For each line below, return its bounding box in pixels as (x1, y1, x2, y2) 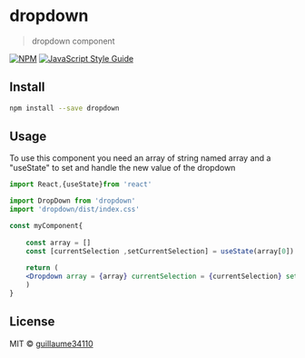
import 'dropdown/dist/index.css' (9, 205, 141, 214)
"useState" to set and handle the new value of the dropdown (9, 163, 236, 174)
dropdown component (31, 35, 115, 46)
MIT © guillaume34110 (9, 338, 93, 349)
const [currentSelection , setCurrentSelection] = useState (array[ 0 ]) (25, 246, 295, 255)
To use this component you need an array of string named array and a (9, 153, 271, 164)
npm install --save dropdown (9, 104, 120, 113)
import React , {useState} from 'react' (9, 180, 152, 189)
